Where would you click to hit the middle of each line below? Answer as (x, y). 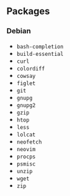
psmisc (26, 164)
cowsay (26, 76)
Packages (28, 11)
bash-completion (40, 47)
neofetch (29, 142)
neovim (26, 149)
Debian (19, 31)
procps (26, 157)
